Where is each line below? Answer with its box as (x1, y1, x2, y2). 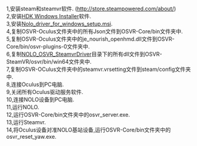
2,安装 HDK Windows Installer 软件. (6, 13, 92, 20)
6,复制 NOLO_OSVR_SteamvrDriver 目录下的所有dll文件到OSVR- (6, 50, 162, 58)
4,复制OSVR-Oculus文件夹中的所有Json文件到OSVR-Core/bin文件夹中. (6, 28, 183, 35)
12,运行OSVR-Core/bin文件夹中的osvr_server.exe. (6, 111, 130, 119)
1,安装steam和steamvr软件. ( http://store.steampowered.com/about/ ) (6, 5, 176, 13)
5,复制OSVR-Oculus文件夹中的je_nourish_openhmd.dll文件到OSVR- (6, 35, 175, 43)
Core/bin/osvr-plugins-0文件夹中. (6, 43, 90, 50)
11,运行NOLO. (6, 104, 39, 111)
